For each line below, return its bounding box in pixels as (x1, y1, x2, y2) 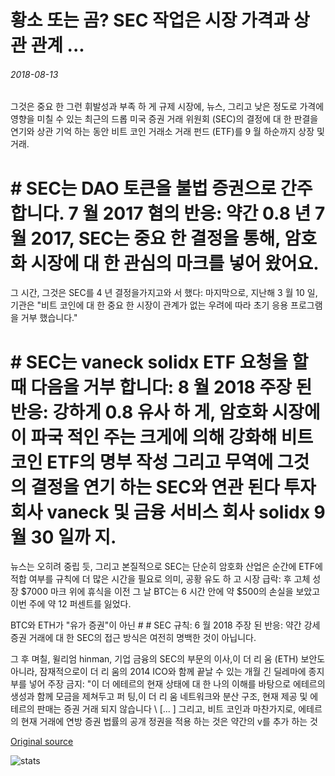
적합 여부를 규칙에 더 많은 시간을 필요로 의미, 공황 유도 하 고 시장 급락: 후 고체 (10, 573, 311, 585)
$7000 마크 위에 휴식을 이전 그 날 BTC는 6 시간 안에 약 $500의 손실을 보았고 (20, 586, 321, 598)
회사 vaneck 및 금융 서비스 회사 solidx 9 (10, 501, 326, 523)
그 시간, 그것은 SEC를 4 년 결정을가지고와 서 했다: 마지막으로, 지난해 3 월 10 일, (10, 287, 318, 299)
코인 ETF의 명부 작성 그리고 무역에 (10, 451, 274, 473)
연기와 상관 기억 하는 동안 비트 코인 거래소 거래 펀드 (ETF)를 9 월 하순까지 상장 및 (10, 126, 325, 138)
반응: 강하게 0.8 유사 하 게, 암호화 (10, 401, 268, 423)
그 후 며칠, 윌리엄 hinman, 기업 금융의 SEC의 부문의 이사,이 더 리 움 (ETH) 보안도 (10, 653, 326, 665)
